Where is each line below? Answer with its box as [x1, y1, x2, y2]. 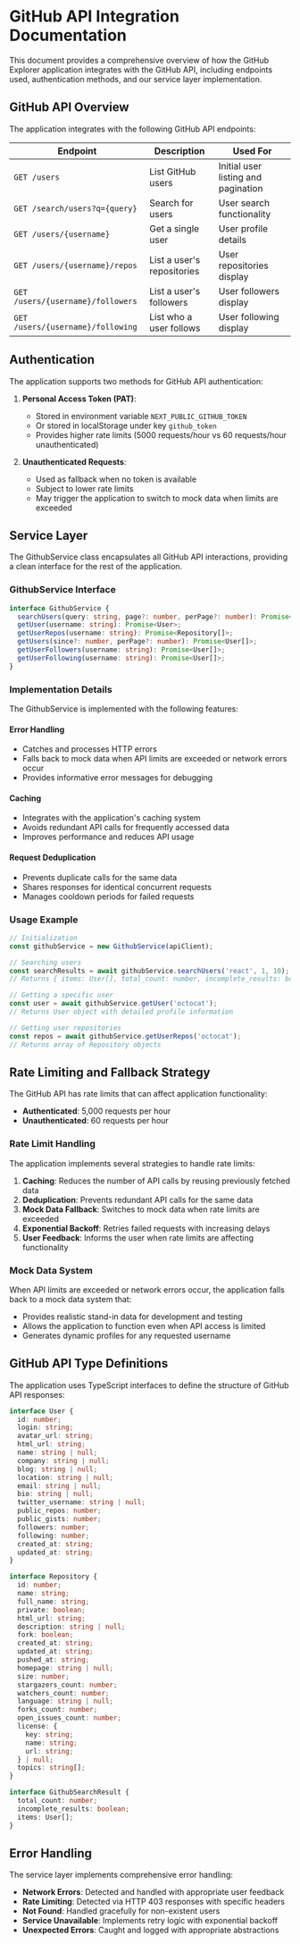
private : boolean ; [17, 1605, 87, 1614]
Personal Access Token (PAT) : [21, 393, 137, 404]
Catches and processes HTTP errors [21, 744, 158, 754]
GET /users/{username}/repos [13, 260, 137, 270]
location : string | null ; [17, 1473, 114, 1482]
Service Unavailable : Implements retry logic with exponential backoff [21, 1915, 279, 1926]
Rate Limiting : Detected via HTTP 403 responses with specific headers [21, 1897, 286, 1907]
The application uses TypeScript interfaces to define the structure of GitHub [9, 1379, 289, 1391]
